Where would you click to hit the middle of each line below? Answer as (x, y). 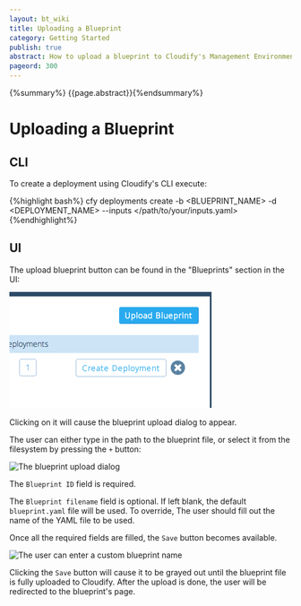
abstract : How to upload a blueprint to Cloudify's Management (130, 57)
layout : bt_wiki (39, 19)
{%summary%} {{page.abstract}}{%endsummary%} (106, 93)
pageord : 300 (34, 66)
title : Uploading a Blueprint (66, 28)
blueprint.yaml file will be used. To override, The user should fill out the (142, 510)
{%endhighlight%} (43, 220)
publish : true (36, 48)
